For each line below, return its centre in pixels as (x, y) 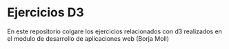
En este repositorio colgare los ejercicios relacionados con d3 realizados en (115, 31)
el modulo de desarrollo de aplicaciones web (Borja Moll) (88, 38)
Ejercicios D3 (46, 13)
